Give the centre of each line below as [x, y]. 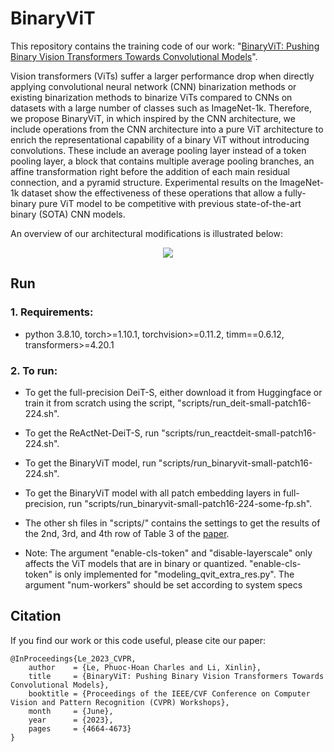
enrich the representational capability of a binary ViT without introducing [160, 139]
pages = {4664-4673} [80, 728]
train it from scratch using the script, [100, 403]
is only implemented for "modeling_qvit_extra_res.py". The [174, 574]
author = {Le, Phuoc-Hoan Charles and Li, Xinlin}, [145, 667]
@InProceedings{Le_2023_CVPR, [73, 658]
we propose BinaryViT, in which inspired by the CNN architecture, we [153, 118]
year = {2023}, [71, 720]
